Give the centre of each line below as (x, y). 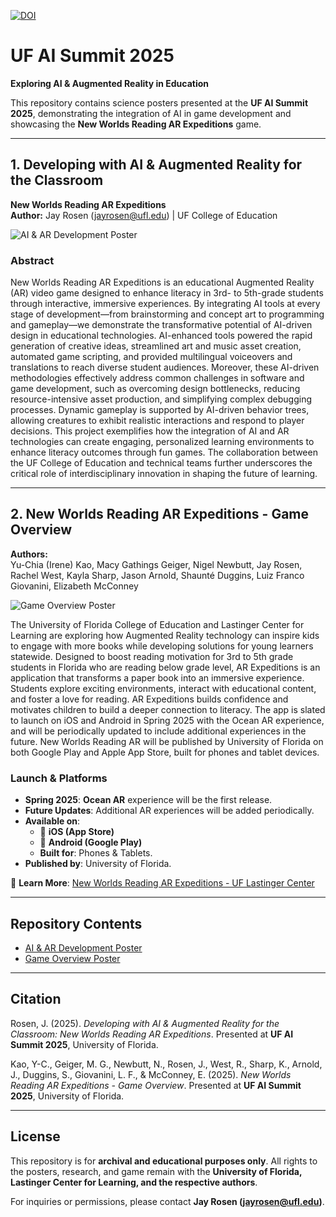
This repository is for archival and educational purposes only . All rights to (164, 1161)
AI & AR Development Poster (83, 947)
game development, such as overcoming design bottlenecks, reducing (155, 389)
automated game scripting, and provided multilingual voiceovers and (151, 357)
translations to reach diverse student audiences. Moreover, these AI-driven (165, 367)
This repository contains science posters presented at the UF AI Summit (159, 102)
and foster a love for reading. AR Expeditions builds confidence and (149, 699)
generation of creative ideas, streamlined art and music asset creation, (156, 346)
